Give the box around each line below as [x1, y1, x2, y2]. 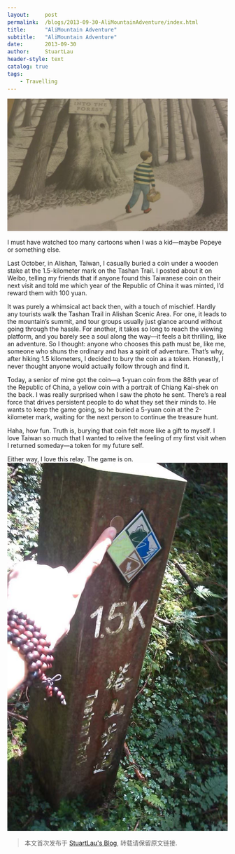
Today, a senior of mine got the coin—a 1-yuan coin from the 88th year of [7, 375, 219, 384]
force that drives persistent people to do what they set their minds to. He [7, 398, 217, 406]
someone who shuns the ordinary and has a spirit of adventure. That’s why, [7, 347, 225, 355]
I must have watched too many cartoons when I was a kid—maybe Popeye [7, 238, 222, 246]
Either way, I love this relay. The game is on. [7, 454, 134, 463]
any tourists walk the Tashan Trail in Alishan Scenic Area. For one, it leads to [7, 309, 227, 318]
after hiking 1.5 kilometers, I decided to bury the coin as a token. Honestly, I [7, 354, 224, 362]
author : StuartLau [7, 48, 73, 55]
